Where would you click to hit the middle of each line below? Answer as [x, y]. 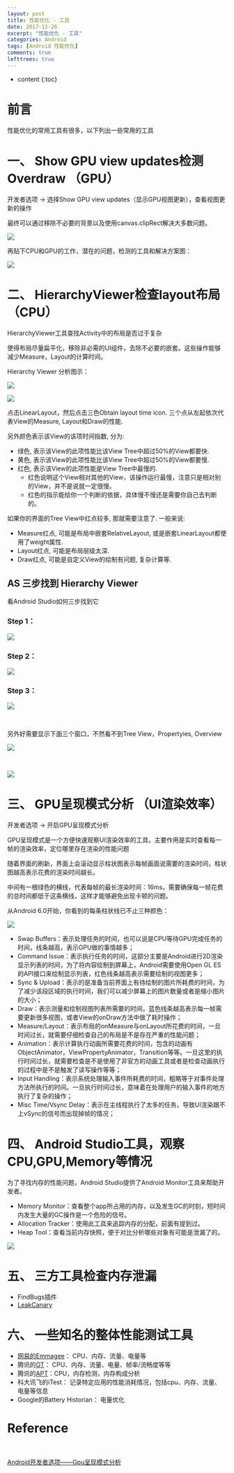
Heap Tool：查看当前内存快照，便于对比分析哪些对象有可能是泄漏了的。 [120, 1233]
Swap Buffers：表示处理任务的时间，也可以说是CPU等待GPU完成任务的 [120, 939]
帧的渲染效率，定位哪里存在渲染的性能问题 [68, 849]
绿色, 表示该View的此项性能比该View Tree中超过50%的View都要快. [113, 451]
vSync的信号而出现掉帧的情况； [69, 1114]
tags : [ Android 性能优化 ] [43, 46]
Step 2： [22, 656]
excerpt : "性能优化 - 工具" [45, 33]
